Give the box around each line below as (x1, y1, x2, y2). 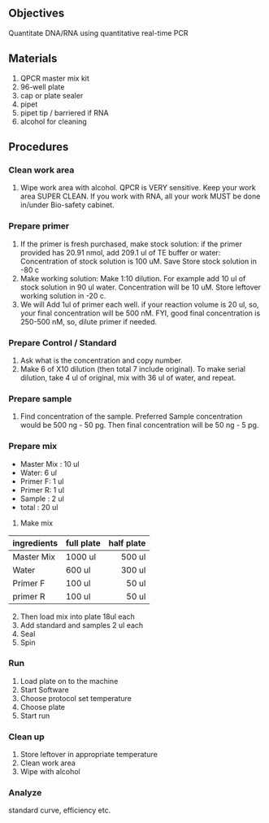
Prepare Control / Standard (8, 337, 117, 348)
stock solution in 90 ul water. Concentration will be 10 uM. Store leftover (20, 282, 262, 292)
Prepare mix (8, 441, 58, 452)
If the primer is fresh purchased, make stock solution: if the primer (20, 239, 242, 249)
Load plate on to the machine (20, 676, 119, 686)
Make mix (20, 518, 54, 528)
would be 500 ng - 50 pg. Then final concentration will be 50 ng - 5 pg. (20, 420, 259, 430)
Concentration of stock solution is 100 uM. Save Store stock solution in (20, 256, 258, 266)
